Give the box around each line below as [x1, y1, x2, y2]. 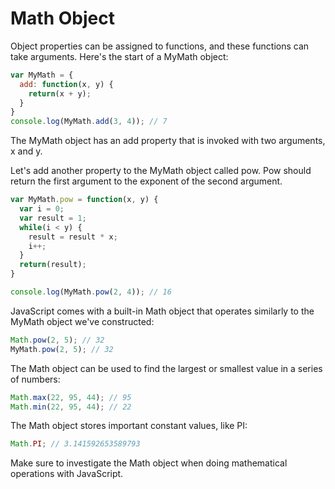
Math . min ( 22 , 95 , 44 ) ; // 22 [10, 402, 132, 412]
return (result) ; [19, 260, 87, 270]
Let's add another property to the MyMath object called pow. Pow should [10, 165, 312, 177]
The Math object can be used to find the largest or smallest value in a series [10, 362, 323, 374]
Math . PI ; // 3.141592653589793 [10, 439, 141, 449]
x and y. [10, 145, 43, 157]
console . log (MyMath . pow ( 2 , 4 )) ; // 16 [10, 287, 172, 297]
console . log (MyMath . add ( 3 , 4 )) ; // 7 [10, 117, 168, 127]
